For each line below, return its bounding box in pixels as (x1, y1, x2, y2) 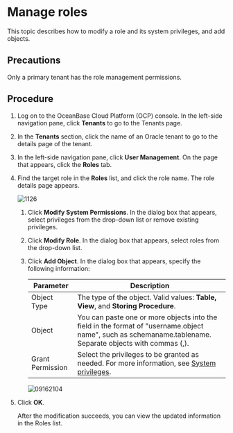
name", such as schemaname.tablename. (77, 330, 212, 339)
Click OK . (17, 398, 45, 406)
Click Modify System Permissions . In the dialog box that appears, (27, 208, 217, 216)
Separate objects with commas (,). (77, 338, 189, 348)
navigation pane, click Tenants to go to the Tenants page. (17, 118, 182, 127)
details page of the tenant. (17, 139, 93, 148)
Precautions (7, 55, 61, 67)
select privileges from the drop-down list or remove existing (27, 215, 199, 224)
